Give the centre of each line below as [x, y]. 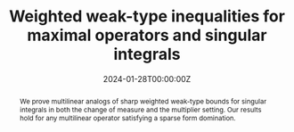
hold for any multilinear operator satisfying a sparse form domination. [127, 118]
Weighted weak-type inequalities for [147, 16]
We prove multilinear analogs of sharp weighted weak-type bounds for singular [143, 101]
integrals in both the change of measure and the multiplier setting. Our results [140, 109]
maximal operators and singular [147, 35]
